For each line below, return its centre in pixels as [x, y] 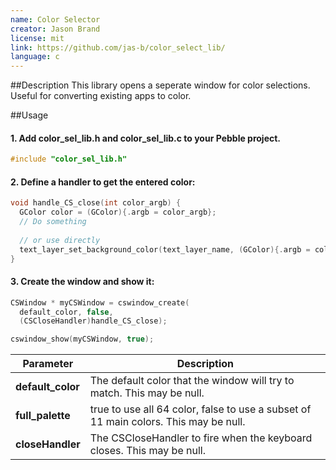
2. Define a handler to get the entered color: [103, 182]
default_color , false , [66, 312]
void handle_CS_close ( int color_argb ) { [96, 203]
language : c [35, 57]
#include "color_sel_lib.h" [69, 159]
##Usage [29, 115]
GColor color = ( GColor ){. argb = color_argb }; [118, 212]
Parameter [48, 364]
